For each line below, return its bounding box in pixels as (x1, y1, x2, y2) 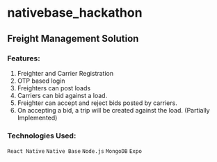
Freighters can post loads (17, 83, 91, 92)
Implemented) (17, 113, 58, 122)
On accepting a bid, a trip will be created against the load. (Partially (17, 106, 210, 114)
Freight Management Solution (7, 33, 139, 44)
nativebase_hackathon (7, 5, 143, 21)
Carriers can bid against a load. (17, 91, 108, 99)
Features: (7, 54, 40, 63)
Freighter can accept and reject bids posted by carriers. (17, 99, 177, 107)
